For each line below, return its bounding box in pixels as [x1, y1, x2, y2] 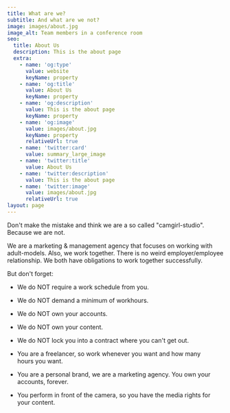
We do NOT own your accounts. [16, 309, 108, 317]
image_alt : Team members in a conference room [7, 29, 143, 36]
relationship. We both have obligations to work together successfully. [7, 256, 203, 264]
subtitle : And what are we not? [7, 17, 100, 23]
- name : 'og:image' [19, 118, 76, 126]
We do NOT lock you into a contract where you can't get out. [16, 336, 189, 344]
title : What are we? [7, 10, 67, 17]
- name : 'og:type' [19, 61, 72, 68]
